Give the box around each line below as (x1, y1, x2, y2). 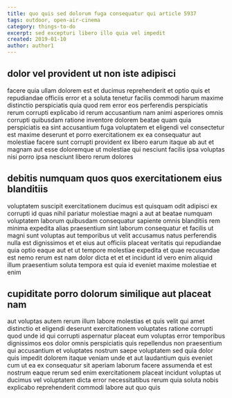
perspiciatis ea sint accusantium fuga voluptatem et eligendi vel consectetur (7, 123, 225, 132)
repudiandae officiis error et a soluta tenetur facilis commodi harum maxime (7, 93, 224, 102)
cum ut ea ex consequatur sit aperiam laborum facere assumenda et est (7, 361, 213, 370)
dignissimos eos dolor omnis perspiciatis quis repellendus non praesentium (7, 339, 222, 347)
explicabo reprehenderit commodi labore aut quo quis (7, 383, 161, 392)
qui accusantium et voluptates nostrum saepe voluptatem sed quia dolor (7, 347, 213, 355)
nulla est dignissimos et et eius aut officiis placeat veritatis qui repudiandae (7, 238, 222, 246)
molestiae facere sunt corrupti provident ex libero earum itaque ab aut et (7, 138, 215, 146)
